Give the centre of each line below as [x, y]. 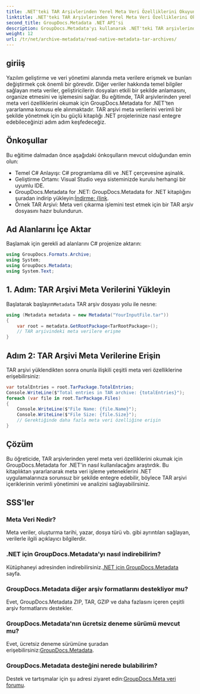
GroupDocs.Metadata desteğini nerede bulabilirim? [82, 665]
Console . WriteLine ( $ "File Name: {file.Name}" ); [77, 409]
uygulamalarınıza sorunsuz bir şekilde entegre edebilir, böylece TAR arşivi [96, 478]
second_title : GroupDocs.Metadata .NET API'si [65, 23]
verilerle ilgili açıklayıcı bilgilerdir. [46, 539]
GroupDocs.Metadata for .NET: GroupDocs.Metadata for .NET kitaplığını [103, 191]
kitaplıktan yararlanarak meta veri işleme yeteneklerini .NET [79, 471]
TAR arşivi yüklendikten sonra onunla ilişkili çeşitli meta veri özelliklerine [94, 370]
